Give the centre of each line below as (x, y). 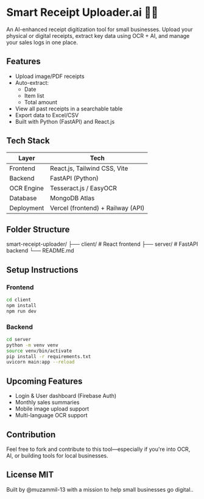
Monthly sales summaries (47, 403)
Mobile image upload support (52, 409)
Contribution (31, 435)
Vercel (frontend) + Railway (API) (97, 208)
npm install (21, 305)
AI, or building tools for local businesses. (57, 455)
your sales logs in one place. (42, 42)
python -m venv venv (33, 345)
